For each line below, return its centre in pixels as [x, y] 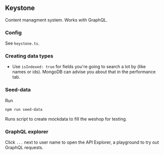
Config [13, 32]
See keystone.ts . [23, 43]
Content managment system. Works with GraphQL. [56, 20]
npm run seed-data [24, 109]
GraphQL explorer [27, 131]
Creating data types [29, 56]
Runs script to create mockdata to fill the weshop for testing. [66, 119]
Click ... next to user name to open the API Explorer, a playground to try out [82, 142]
